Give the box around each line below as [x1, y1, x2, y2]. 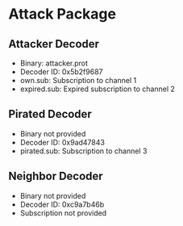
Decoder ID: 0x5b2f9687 [19, 67, 103, 77]
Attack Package [8, 5, 117, 23]
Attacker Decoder [8, 37, 99, 51]
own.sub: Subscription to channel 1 [19, 76, 137, 85]
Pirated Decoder [8, 107, 93, 121]
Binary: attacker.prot [19, 58, 89, 68]
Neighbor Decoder [8, 169, 103, 183]
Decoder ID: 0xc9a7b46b [19, 199, 105, 209]
